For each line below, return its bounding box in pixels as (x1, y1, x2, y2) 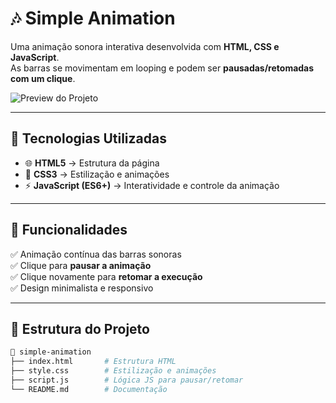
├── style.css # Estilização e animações (10, 366, 217, 376)
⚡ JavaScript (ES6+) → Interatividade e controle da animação (24, 179, 280, 191)
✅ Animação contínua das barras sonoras (10, 248, 182, 260)
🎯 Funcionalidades (10, 222, 128, 239)
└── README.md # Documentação (10, 384, 168, 394)
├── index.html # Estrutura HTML (10, 357, 177, 367)
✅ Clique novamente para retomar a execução (10, 270, 203, 282)
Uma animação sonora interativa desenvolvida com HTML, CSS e (10, 40, 280, 52)
